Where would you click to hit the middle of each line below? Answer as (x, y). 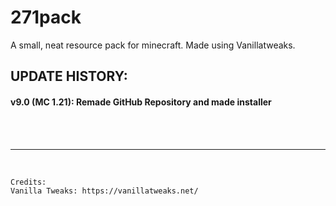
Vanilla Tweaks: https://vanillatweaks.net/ (104, 191)
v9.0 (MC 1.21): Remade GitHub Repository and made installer (141, 102)
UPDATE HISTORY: (69, 76)
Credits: (28, 182)
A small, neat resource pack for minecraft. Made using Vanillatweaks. (153, 45)
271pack (46, 17)
